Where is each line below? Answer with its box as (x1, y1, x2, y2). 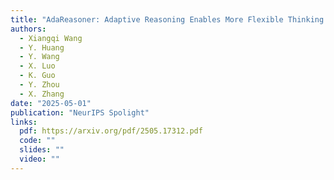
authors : (10, 24, 47, 34)
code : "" (19, 136, 56, 146)
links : (10, 117, 38, 127)
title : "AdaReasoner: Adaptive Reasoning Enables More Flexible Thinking (10, 14, 325, 25)
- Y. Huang (19, 42, 65, 53)
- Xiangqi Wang (19, 33, 83, 43)
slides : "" (19, 145, 65, 155)
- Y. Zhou (19, 80, 60, 90)
